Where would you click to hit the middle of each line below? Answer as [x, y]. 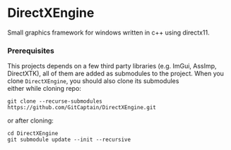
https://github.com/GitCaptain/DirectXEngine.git [82, 108]
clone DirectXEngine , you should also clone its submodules [93, 81]
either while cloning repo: [44, 89]
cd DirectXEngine [33, 134]
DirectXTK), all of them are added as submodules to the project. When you [116, 74]
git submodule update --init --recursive [69, 140]
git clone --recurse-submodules [55, 101]
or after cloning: [31, 120]
